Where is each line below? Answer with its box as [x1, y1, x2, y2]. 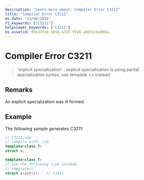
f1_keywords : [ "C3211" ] [5, 20, 53, 26]
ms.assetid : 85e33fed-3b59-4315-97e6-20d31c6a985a [5, 30, 110, 34]
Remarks [5, 86, 33, 94]
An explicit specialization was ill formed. [5, 98, 85, 104]
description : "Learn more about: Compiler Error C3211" [5, 7, 120, 12]
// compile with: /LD [5, 139, 49, 145]
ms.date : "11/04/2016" [5, 16, 51, 21]
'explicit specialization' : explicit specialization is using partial [16, 66, 139, 72]
